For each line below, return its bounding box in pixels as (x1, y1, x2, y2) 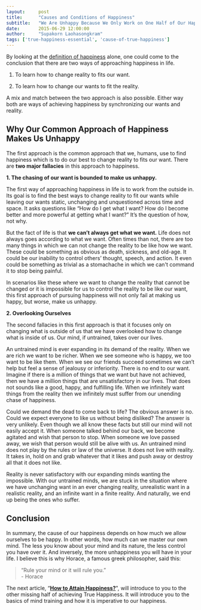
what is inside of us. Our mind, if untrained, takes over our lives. (6, 334, 163, 341)
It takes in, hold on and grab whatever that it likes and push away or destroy (6, 452, 193, 460)
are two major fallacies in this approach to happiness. (6, 162, 140, 170)
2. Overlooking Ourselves (6, 309, 71, 316)
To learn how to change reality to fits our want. (14, 71, 130, 78)
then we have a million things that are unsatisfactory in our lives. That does (6, 377, 191, 384)
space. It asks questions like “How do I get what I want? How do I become (6, 204, 188, 212)
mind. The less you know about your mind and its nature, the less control (6, 542, 185, 549)
